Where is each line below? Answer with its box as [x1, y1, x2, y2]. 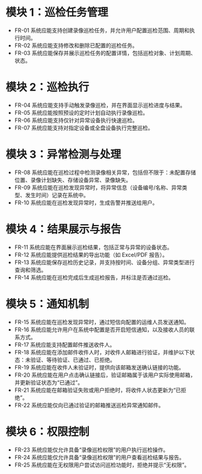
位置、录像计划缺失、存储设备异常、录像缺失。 [14, 176, 131, 183]
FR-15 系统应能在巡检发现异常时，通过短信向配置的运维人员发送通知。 [14, 318, 190, 325]
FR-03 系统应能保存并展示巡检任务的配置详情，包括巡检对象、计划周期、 [14, 49, 196, 56]
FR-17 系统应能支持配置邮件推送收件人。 [14, 341, 116, 348]
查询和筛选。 [14, 266, 47, 273]
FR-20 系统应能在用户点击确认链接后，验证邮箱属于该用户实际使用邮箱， [14, 371, 196, 378]
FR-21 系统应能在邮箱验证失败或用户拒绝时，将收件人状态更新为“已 [14, 386, 181, 394]
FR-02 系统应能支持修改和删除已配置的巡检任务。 [14, 42, 138, 49]
